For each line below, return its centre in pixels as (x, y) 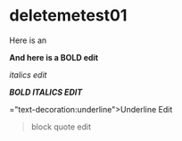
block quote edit (61, 127)
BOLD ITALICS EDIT (46, 92)
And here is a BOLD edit (54, 57)
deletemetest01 (68, 16)
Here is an (28, 40)
